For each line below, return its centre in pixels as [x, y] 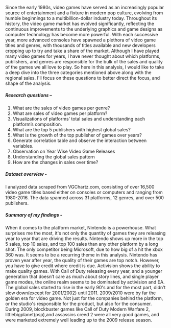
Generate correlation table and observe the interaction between [80, 140]
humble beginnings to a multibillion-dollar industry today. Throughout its [81, 18]
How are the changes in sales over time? [55, 162]
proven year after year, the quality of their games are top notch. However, [82, 260]
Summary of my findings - [34, 215]
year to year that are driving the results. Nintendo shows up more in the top [84, 238]
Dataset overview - [26, 174]
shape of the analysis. [29, 83]
